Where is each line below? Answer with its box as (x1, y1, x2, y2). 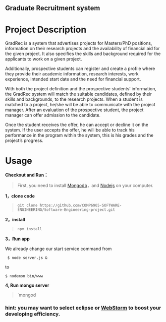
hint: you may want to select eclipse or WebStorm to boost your (5, 305, 162, 312)
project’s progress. (5, 137, 44, 143)
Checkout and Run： (5, 172, 49, 178)
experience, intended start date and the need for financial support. (5, 76, 141, 82)
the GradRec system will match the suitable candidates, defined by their (5, 91, 152, 97)
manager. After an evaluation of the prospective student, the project (5, 107, 144, 113)
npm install (17, 227, 42, 232)
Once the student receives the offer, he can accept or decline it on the (5, 122, 149, 128)
